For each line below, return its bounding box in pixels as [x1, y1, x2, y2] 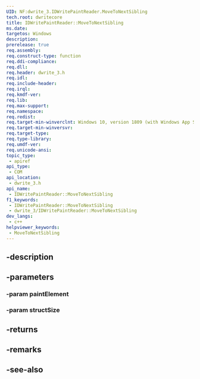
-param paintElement [6, 290, 69, 298]
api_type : [6, 164, 31, 170]
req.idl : [6, 75, 28, 81]
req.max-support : [6, 102, 49, 109]
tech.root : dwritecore [6, 14, 62, 20]
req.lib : [6, 97, 28, 103]
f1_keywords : [6, 197, 39, 203]
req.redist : [6, 114, 36, 120]
